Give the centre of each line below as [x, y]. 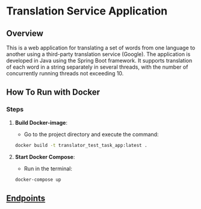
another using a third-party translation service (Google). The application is [98, 54]
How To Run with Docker [53, 92]
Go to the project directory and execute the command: [91, 134]
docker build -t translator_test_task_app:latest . [81, 145]
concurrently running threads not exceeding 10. [65, 73]
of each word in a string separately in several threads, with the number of [97, 67]
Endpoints [26, 198]
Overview [25, 33]
